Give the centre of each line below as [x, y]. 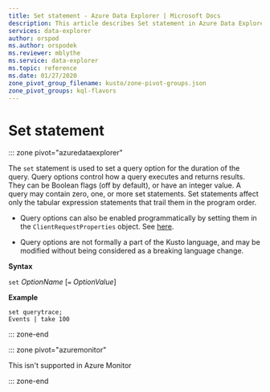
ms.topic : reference [43, 68]
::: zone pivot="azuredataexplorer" [65, 153]
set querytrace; [35, 312]
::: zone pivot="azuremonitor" [57, 350]
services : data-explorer [50, 31]
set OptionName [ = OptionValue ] [62, 282]
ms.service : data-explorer [53, 61]
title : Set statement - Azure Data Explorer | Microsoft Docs [115, 16]
